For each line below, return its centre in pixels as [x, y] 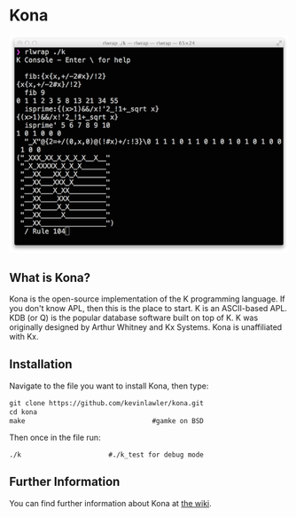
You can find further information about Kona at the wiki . [111, 503]
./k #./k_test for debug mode [106, 454]
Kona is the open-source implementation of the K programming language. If [147, 299]
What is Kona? [50, 277]
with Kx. [24, 336]
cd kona [23, 412]
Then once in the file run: [55, 437]
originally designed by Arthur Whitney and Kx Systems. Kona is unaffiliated [146, 327]
